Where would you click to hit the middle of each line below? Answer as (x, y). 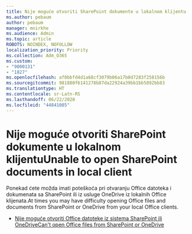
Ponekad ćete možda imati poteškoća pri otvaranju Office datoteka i (89, 188)
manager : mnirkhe (27, 28)
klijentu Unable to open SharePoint (92, 159)
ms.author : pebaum (29, 17)
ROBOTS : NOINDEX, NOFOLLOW (39, 45)
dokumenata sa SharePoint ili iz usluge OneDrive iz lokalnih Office (86, 194)
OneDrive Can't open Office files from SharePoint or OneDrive (89, 225)
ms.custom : (19, 61)
